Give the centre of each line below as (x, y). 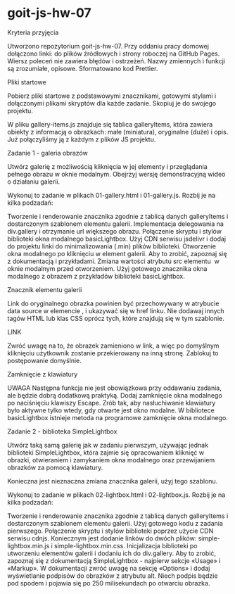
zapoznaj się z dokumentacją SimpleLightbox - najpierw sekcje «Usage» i (114, 560)
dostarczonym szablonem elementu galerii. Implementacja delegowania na (115, 224)
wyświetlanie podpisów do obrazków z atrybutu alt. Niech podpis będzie (113, 576)
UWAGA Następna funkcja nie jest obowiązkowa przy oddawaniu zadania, (114, 388)
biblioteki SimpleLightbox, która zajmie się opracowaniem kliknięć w (106, 453)
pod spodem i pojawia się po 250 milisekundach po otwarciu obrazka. (109, 583)
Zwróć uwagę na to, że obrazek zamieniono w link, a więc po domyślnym (113, 346)
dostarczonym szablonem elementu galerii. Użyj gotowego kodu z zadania (115, 523)
